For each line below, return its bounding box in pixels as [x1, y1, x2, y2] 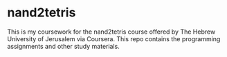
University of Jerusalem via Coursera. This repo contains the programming [7, 34, 221, 43]
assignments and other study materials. [7, 42, 120, 50]
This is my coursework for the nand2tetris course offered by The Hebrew [7, 27, 216, 36]
